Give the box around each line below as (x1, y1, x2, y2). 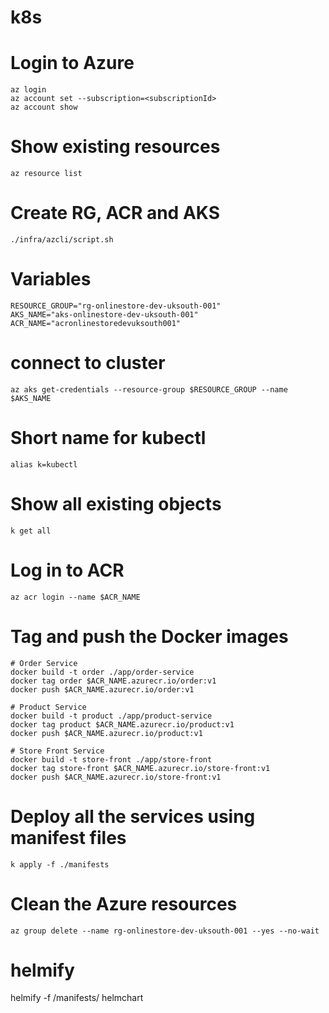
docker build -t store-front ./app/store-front (10, 754, 213, 765)
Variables (10, 268, 92, 291)
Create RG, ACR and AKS (10, 202, 220, 225)
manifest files (10, 826, 127, 849)
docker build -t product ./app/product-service (10, 711, 213, 721)
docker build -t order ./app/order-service (10, 667, 195, 677)
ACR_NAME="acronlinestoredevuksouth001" (10, 318, 182, 328)
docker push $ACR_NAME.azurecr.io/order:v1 (10, 684, 195, 695)
